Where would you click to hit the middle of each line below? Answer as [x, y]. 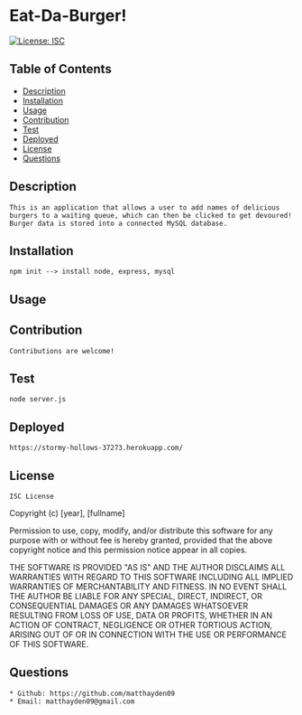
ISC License [32, 497]
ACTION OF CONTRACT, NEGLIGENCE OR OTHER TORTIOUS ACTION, [141, 626]
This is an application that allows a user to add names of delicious [145, 207]
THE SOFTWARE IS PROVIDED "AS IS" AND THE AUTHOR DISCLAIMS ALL [147, 568]
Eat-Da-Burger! [68, 16]
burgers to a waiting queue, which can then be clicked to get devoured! [151, 215]
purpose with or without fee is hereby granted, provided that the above [141, 541]
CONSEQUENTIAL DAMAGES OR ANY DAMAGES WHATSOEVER [129, 606]
